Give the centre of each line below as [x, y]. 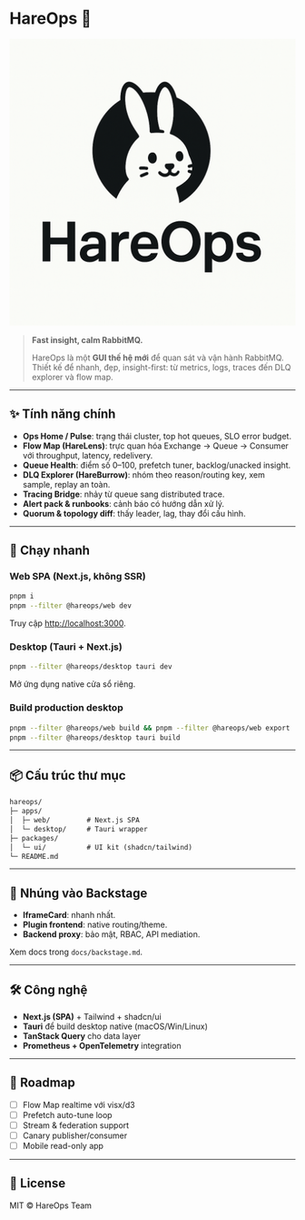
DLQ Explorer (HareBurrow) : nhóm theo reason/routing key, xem [143, 474]
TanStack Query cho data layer [81, 1035]
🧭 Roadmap [42, 1083]
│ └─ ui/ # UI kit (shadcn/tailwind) [101, 848]
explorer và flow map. [72, 377]
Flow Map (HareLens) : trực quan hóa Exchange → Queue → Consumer [155, 446]
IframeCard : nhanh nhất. [69, 915]
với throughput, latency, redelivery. [88, 455]
